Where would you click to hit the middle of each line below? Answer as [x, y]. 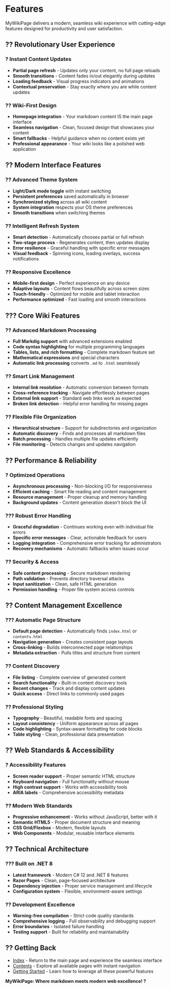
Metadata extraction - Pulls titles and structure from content [76, 653]
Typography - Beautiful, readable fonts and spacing [67, 718]
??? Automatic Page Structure [43, 620]
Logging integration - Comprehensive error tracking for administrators [87, 543]
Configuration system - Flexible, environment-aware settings [77, 891]
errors [19, 532]
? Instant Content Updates [38, 59]
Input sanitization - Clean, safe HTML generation [65, 584]
